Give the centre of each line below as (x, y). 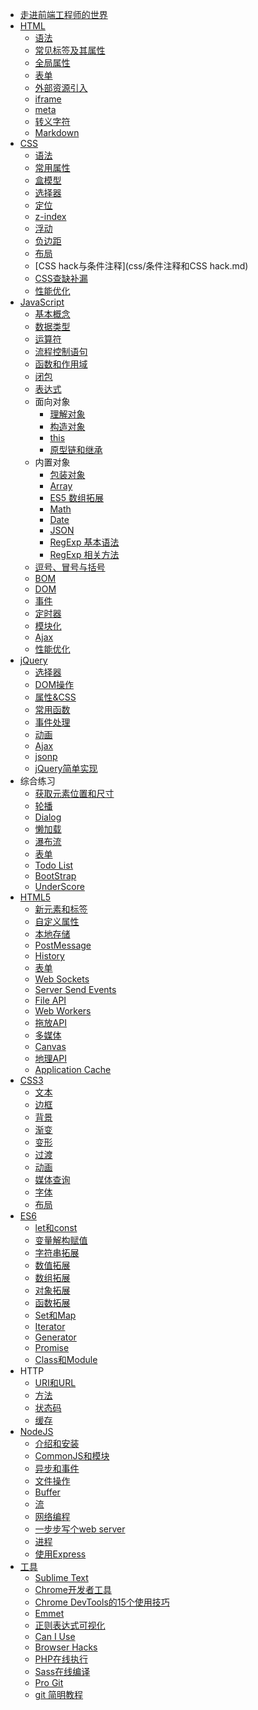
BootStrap (55, 876)
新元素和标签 (61, 909)
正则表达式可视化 (70, 1625)
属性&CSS (55, 697)
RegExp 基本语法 (84, 542)
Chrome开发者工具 (73, 1589)
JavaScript (42, 302)
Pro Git (49, 1682)
